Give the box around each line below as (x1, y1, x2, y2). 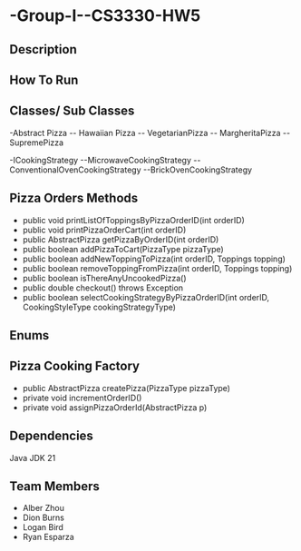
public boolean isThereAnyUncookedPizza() (22, 272, 188, 283)
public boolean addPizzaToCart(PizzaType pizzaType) (22, 243, 224, 254)
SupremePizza (9, 137, 64, 148)
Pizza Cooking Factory (9, 359, 141, 374)
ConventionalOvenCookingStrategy (9, 164, 142, 175)
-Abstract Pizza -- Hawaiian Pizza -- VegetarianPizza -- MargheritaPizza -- (9, 127, 291, 138)
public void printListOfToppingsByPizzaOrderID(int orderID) (22, 214, 245, 225)
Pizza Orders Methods (9, 191, 139, 206)
